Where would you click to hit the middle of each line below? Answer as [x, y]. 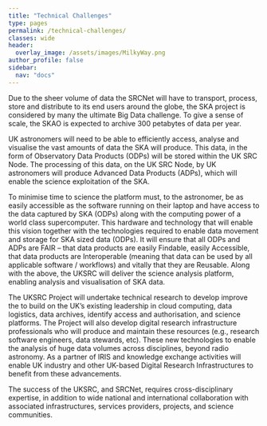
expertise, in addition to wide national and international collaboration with [128, 397]
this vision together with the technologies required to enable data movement [133, 231]
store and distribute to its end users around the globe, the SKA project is [127, 106]
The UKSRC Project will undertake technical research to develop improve [128, 297]
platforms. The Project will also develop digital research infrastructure [123, 322]
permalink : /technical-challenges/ [67, 30]
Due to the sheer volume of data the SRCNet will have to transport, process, [133, 98]
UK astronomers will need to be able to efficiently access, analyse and [124, 139]
